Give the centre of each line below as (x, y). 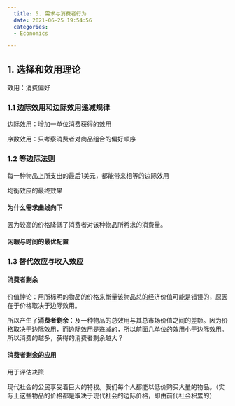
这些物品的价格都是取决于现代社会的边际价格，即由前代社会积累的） (117, 395)
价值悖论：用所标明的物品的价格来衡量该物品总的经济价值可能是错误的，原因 (117, 296)
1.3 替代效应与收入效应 (45, 262)
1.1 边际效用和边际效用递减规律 (59, 107)
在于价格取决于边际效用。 (44, 305)
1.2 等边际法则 (31, 159)
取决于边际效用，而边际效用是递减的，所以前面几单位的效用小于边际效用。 (120, 329)
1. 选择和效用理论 (44, 70)
